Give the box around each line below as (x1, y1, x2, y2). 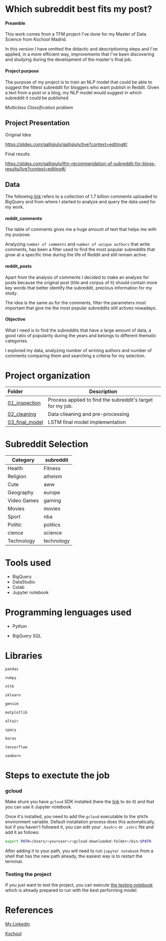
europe (43, 489, 60, 496)
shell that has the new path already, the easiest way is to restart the (5, 853, 142, 859)
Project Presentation (5, 118, 70, 127)
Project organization (5, 370, 90, 381)
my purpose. (5, 232, 31, 237)
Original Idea (5, 132, 31, 138)
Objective (5, 316, 26, 322)
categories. (5, 338, 28, 344)
